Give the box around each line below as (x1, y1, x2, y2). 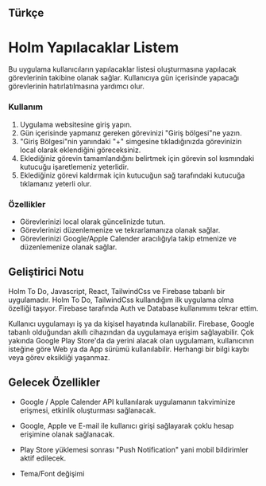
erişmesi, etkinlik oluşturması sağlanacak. (19, 406, 156, 415)
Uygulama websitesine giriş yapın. (19, 120, 133, 129)
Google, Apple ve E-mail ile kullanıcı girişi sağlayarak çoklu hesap (19, 421, 234, 430)
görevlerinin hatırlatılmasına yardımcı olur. (8, 81, 145, 91)
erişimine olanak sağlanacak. (19, 429, 115, 439)
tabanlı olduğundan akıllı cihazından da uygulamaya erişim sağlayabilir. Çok (8, 327, 254, 337)
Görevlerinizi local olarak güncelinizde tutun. (19, 217, 166, 226)
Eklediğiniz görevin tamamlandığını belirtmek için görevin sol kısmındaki (19, 153, 255, 163)
